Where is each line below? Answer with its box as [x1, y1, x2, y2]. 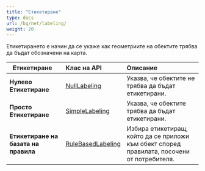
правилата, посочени [126, 147, 190, 156]
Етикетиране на [9, 132, 59, 140]
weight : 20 [6, 26, 34, 32]
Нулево [9, 78, 32, 86]
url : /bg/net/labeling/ [6, 20, 67, 26]
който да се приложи [126, 132, 190, 140]
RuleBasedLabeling [65, 140, 121, 148]
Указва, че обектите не [126, 74, 195, 82]
